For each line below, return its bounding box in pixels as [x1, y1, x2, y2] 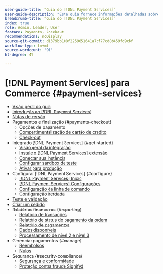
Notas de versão [12, 114, 45, 120]
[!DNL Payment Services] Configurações [19, 181, 101, 187]
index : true [5, 20, 29, 26]
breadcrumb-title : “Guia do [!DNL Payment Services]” [5, 16, 116, 21]
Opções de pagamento [19, 124, 65, 130]
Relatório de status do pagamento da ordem [19, 217, 108, 223]
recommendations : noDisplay [5, 34, 62, 39]
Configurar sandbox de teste [19, 161, 77, 166]
